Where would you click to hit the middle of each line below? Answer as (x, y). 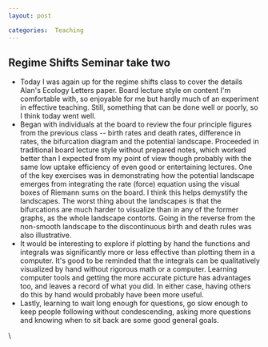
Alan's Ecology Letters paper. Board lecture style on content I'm (125, 91)
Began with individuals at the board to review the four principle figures (136, 124)
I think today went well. (58, 116)
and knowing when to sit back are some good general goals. (120, 321)
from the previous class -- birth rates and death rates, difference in (130, 133)
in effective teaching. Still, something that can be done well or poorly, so (139, 107)
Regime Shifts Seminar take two (89, 62)
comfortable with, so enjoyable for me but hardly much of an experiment (139, 99)
